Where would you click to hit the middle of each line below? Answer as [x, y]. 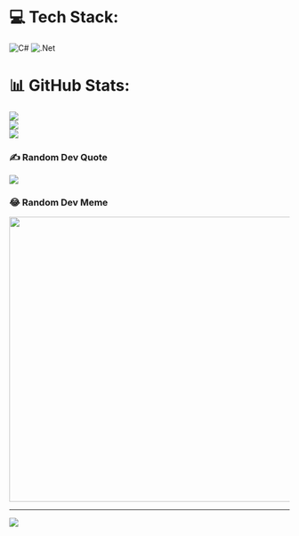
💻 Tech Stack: [64, 17]
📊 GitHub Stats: [70, 86]
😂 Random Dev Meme [59, 203]
